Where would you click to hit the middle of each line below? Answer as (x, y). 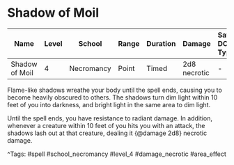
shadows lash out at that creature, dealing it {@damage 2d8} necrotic (107, 133)
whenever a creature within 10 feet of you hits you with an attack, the (106, 125)
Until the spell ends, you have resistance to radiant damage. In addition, (110, 118)
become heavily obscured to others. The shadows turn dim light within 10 (112, 97)
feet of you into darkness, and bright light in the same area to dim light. (109, 104)
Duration (161, 43)
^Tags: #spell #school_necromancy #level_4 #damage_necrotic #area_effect (117, 154)
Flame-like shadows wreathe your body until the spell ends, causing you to (115, 90)
